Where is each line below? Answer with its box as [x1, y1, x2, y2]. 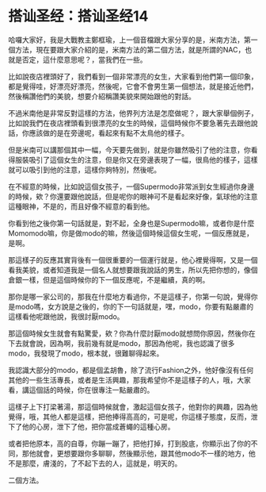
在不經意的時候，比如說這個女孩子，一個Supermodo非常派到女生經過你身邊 [8, 182, 255, 191]
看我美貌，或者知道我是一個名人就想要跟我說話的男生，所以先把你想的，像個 [8, 265, 258, 275]
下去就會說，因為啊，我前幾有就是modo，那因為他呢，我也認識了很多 [8, 338, 235, 348]
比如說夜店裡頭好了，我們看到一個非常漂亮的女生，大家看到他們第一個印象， [8, 71, 258, 81]
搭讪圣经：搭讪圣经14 [8, 7, 149, 25]
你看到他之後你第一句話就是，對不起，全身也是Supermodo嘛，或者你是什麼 [8, 218, 255, 228]
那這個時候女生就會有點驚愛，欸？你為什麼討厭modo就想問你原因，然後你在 [8, 329, 256, 338]
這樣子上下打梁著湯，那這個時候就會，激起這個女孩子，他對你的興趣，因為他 [8, 402, 258, 411]
